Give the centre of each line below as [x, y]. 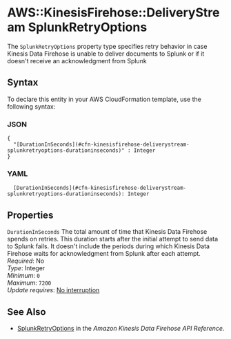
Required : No [26, 261]
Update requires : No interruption [53, 290]
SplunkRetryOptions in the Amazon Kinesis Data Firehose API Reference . [121, 328]
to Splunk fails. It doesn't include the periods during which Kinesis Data [109, 246]
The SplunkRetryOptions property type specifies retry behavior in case [107, 46]
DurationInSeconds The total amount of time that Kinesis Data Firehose [107, 232]
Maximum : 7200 [29, 283]
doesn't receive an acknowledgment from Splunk [77, 61]
